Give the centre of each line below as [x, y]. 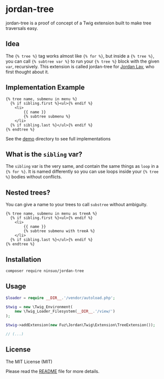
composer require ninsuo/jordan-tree [45, 271]
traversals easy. [22, 28]
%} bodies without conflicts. [34, 177]
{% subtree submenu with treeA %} [59, 231]
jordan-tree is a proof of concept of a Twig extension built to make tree [79, 23]
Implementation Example [45, 87]
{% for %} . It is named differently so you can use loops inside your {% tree [82, 172]
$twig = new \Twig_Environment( [39, 307]
